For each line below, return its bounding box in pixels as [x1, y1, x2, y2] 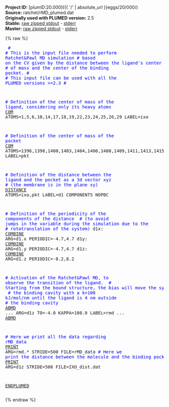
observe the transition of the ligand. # [5, 280, 112, 285]
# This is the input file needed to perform [5, 50, 117, 56]
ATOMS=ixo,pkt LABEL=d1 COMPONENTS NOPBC [5, 192, 109, 197]
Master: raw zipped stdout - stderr [5, 26, 78, 32]
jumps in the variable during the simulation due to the [5, 221, 149, 227]
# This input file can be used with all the [5, 75, 117, 81]
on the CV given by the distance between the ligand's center [5, 60, 162, 66]
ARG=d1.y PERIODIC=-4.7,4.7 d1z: [5, 246, 88, 252]
